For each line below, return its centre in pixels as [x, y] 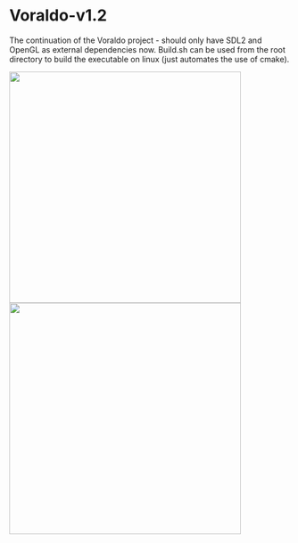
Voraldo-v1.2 [58, 16]
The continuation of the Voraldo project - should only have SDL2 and [136, 40]
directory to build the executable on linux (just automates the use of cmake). [149, 59]
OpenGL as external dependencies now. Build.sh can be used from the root [147, 49]
